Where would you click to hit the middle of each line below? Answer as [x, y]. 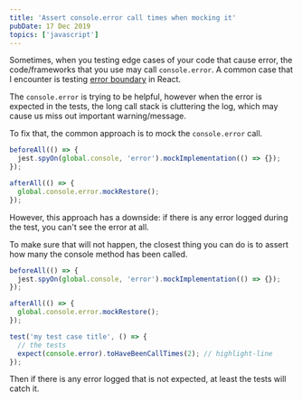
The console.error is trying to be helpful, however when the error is [136, 97]
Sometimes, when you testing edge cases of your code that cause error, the [151, 61]
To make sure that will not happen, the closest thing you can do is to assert [149, 244]
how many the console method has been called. [99, 254]
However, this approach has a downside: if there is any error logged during [149, 217]
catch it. [24, 388]
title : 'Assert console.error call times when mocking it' [123, 18]
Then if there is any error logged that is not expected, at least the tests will [148, 379]
